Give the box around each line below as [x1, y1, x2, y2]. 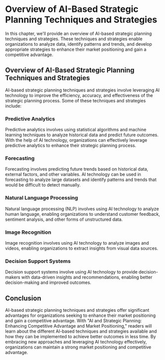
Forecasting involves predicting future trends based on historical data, [5, 166, 149, 172]
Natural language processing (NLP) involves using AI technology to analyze [5, 205, 160, 212]
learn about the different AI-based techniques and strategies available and [5, 328, 157, 334]
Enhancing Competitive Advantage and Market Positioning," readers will [5, 323, 152, 329]
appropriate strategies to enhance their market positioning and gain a [5, 46, 147, 52]
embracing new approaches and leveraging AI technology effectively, [5, 339, 147, 345]
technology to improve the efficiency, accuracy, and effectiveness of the [5, 92, 153, 98]
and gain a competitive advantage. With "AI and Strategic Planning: [5, 318, 142, 324]
